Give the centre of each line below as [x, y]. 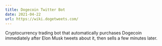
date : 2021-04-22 [23, 14]
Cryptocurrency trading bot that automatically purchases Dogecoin [74, 33]
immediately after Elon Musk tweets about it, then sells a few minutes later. [81, 38]
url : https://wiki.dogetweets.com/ [42, 19]
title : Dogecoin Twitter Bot [35, 10]
